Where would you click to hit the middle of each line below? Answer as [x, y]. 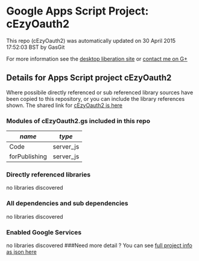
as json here [22, 251]
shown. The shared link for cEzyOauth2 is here [64, 105]
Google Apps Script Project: [77, 11]
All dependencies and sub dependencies [67, 204]
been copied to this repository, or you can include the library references [96, 98]
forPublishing [28, 156]
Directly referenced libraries [49, 175]
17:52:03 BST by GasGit [36, 47]
